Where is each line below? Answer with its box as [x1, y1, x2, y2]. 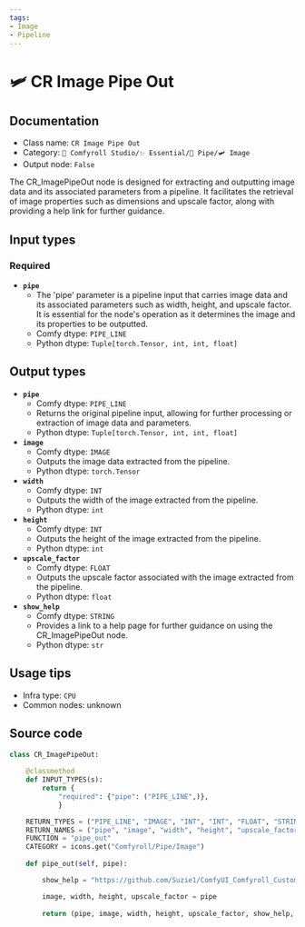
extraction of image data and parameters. [35, 417, 192, 428]
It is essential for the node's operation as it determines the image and [35, 309, 296, 320]
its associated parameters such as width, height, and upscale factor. [35, 299, 292, 310]
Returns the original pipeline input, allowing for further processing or [35, 407, 292, 418]
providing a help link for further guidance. [9, 205, 165, 216]
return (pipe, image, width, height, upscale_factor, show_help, [42, 909, 295, 918]
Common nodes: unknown [22, 699, 122, 710]
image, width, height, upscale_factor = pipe [42, 892, 218, 901]
